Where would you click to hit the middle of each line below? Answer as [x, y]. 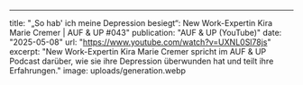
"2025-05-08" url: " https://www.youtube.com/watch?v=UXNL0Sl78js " [140, 42]
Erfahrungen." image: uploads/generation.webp [98, 71]
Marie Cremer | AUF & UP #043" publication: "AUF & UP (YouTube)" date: [146, 33]
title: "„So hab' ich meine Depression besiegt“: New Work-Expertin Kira [141, 23]
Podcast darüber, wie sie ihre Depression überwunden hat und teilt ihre [142, 61]
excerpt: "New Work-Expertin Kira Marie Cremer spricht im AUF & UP [138, 51]
